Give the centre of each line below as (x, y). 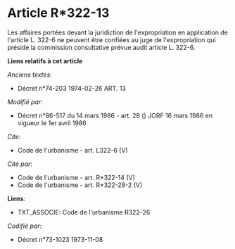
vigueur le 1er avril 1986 (52, 123)
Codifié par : (25, 226)
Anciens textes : (30, 75)
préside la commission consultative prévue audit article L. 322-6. (101, 47)
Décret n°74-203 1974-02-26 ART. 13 (72, 88)
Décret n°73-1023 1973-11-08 (60, 239)
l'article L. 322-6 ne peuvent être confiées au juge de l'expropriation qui (112, 39)
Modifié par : (25, 102)
